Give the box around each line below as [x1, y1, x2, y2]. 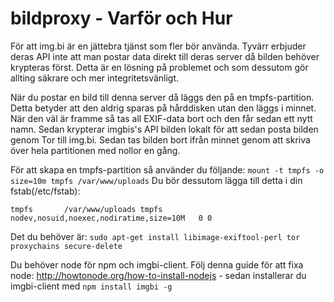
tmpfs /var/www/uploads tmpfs [10, 204, 163, 214]
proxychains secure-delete [10, 241, 123, 251]
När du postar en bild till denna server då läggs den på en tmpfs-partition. [10, 91, 315, 103]
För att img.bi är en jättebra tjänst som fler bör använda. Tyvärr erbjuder [10, 40, 307, 52]
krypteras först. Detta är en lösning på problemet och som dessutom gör [10, 61, 309, 73]
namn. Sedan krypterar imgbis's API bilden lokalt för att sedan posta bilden [10, 123, 319, 135]
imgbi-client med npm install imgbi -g [10, 280, 173, 292]
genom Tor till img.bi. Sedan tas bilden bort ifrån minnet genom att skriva [10, 133, 311, 146]
